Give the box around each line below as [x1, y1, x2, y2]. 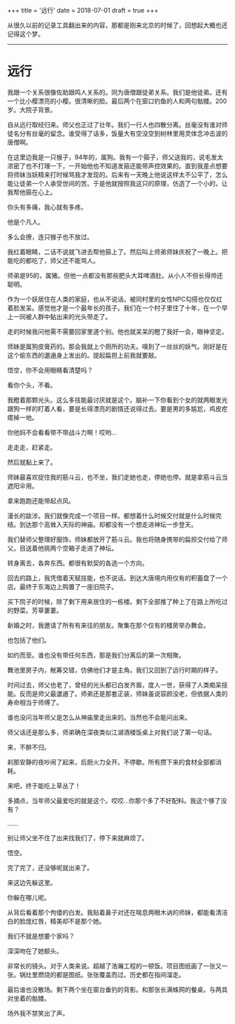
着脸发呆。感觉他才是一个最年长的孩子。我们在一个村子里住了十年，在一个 [7, 304, 222, 312]
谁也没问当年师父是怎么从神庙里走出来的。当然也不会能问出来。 [7, 713, 191, 721]
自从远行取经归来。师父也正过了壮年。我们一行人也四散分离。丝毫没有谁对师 [7, 120, 228, 128]
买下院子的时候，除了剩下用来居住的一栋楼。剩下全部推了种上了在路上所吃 [7, 597, 222, 605]
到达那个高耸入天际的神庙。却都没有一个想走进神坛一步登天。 [19, 520, 197, 528]
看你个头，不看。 [7, 381, 57, 389]
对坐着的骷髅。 [7, 994, 50, 1002]
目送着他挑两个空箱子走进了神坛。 [19, 544, 117, 552]
